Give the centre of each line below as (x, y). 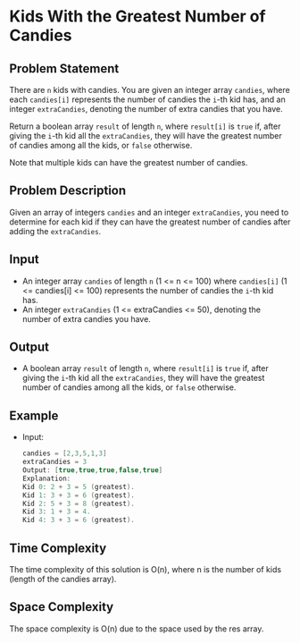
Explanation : (46, 478)
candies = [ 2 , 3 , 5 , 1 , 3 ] (64, 453)
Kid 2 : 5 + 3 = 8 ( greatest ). (79, 503)
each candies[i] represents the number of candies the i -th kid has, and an (147, 99)
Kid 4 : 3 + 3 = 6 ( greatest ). (79, 520)
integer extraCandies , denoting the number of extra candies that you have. (146, 109)
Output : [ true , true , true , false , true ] (92, 470)
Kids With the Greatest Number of (137, 17)
